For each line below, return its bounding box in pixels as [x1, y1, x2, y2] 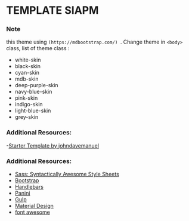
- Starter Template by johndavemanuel [6, 142, 100, 149]
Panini [14, 189, 30, 197]
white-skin [14, 56, 41, 63]
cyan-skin [14, 69, 40, 76]
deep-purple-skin [14, 82, 58, 89]
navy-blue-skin [14, 88, 52, 96]
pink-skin [14, 94, 38, 102]
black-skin [14, 63, 41, 70]
